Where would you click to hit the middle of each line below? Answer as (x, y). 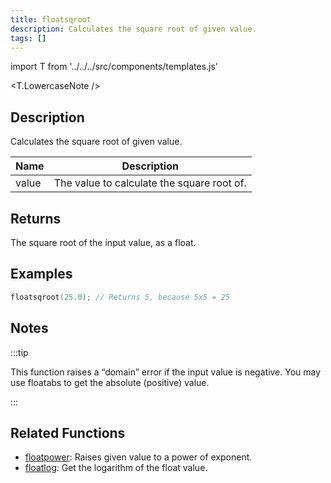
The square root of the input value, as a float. (103, 242)
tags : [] (28, 38)
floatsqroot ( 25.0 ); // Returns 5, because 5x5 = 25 (120, 297)
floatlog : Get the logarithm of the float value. (116, 468)
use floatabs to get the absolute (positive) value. (110, 382)
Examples (41, 274)
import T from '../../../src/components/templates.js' (114, 67)
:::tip (19, 352)
